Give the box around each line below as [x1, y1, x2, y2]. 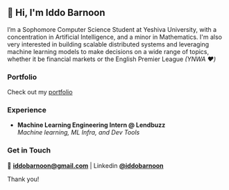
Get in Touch [7, 146, 51, 155]
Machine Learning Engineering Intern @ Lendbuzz [17, 121, 166, 129]
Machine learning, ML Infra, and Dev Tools [17, 128, 140, 137]
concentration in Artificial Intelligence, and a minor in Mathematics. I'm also [7, 33, 222, 41]
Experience [7, 105, 46, 115]
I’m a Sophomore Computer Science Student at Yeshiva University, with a [7, 25, 217, 33]
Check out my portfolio [7, 88, 73, 96]
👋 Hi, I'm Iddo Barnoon [7, 7, 105, 19]
